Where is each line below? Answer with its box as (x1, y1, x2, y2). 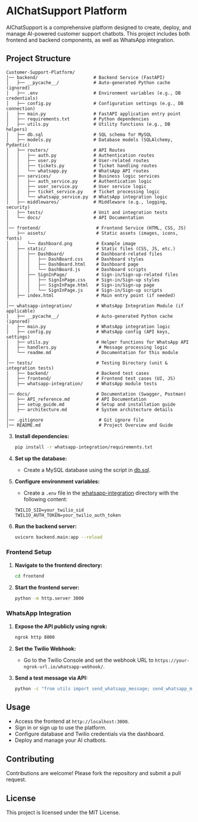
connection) (6, 106, 35, 111)
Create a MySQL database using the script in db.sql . (23, 466, 151, 473)
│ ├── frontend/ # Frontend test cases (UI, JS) (6, 375, 176, 381)
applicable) (6, 308, 35, 314)
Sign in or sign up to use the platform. (14, 724, 107, 731)
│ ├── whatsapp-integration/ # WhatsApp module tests (6, 381, 158, 387)
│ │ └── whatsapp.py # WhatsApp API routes (6, 168, 150, 174)
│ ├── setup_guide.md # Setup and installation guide (6, 402, 176, 407)
